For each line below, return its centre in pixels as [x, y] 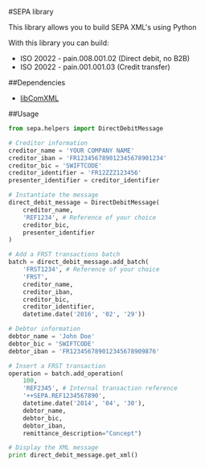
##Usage [24, 114]
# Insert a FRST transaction [57, 366]
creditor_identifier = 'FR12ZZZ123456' [75, 173]
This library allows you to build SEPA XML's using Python [102, 27]
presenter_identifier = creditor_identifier [84, 180]
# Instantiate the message [53, 195]
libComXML [39, 98]
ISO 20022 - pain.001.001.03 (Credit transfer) [95, 67]
